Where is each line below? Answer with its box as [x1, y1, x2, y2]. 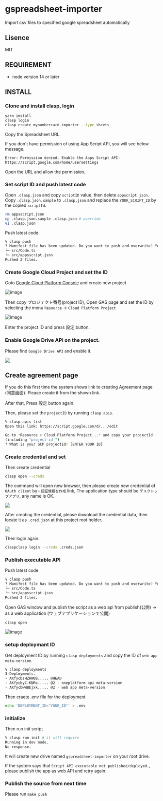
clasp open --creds [5, 474, 45, 479]
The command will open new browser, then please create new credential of [5, 483, 156, 488]
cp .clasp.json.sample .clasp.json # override [5, 216, 101, 221]
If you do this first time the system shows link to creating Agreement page [5, 384, 153, 390]
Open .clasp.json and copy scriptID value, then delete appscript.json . [5, 192, 149, 198]
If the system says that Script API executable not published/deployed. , [5, 762, 150, 768]
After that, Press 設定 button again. [5, 400, 75, 406]
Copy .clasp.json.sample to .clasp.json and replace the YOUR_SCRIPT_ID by [5, 197, 157, 203]
